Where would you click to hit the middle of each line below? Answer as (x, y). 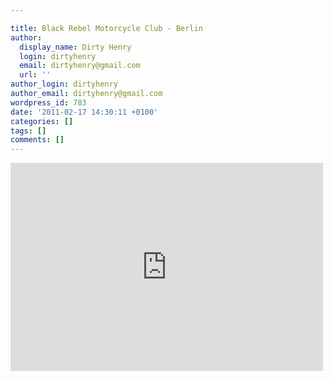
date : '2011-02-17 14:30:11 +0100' (84, 112)
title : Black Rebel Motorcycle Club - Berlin (106, 28)
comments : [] (37, 140)
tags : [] (28, 131)
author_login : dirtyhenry (64, 84)
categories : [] (42, 121)
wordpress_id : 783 (48, 102)
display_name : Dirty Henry (75, 47)
